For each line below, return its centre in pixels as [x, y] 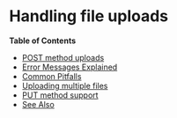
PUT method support [60, 95]
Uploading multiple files [65, 85]
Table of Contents [43, 41]
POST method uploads [63, 57]
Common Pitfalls [52, 76]
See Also [38, 104]
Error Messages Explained [70, 67]
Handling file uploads [89, 16]
